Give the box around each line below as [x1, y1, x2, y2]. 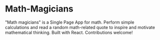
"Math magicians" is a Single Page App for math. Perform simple [5, 19, 135, 25]
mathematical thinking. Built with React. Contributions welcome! [5, 29, 133, 35]
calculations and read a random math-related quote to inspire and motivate [5, 24, 155, 30]
